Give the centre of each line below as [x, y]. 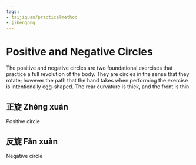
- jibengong [21, 22]
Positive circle [23, 121]
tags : [13, 11]
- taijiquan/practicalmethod [42, 17]
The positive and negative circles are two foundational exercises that [89, 68]
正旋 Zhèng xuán [37, 107]
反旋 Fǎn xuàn [32, 141]
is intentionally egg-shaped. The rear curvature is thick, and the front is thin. [99, 87]
